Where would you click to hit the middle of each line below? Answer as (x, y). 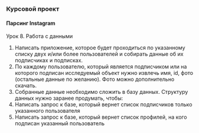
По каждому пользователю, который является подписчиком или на (101, 66)
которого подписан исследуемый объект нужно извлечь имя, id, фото (104, 73)
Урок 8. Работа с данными (40, 36)
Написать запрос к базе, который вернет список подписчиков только (103, 104)
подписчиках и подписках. (49, 61)
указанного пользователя (47, 111)
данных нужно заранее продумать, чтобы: (69, 98)
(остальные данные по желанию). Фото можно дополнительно (94, 80)
